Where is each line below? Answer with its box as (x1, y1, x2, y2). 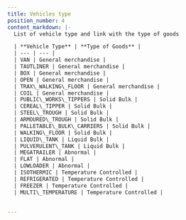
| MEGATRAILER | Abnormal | (13, 149, 97, 157)
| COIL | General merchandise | (13, 90, 110, 97)
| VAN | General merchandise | (13, 56, 106, 64)
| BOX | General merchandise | (13, 69, 106, 77)
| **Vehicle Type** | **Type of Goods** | (13, 43, 141, 51)
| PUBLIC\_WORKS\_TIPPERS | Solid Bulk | (13, 96, 138, 103)
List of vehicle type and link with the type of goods (13, 30, 180, 38)
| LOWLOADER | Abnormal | (13, 162, 91, 169)
